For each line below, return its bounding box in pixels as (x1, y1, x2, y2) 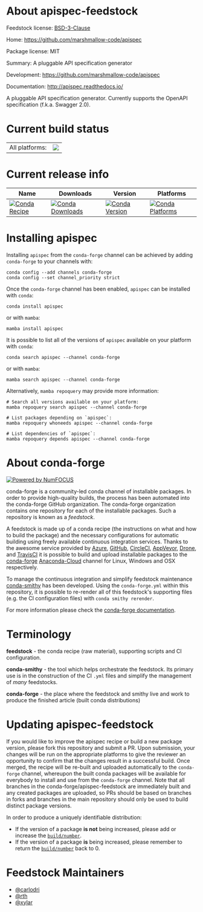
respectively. (6, 563, 38, 571)
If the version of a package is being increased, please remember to (14, 838, 182, 846)
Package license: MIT (6, 47, 60, 55)
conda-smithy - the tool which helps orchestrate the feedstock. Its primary (6, 665, 194, 673)
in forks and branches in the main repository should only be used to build (6, 795, 188, 803)
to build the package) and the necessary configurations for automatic (6, 531, 179, 538)
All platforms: (9, 143, 47, 152)
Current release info (6, 167, 109, 181)
